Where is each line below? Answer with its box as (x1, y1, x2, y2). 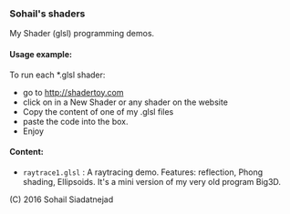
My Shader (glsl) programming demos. (9, 28, 155, 39)
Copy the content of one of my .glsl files (22, 106, 174, 117)
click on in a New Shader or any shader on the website (22, 97, 228, 107)
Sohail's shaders (9, 7, 86, 20)
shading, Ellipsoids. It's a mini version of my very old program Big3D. (22, 176, 281, 187)
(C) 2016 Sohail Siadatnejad (9, 194, 114, 205)
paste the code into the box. (22, 116, 129, 127)
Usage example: (9, 48, 73, 59)
